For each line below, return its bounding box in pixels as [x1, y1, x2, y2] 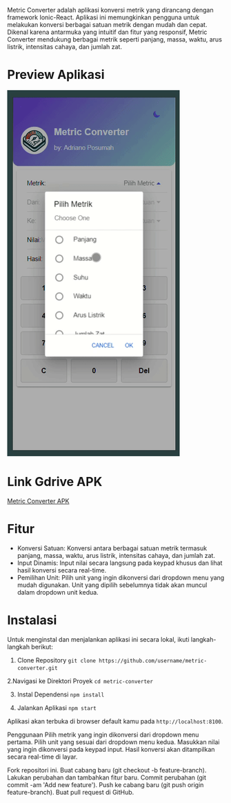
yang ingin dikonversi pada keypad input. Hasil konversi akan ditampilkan [7, 745, 215, 753]
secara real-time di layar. [7, 752, 78, 761]
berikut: [30, 642, 53, 651]
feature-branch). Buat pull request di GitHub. [7, 788, 134, 796]
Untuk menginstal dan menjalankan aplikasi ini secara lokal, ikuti [7, 635, 190, 643]
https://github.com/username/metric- [99, 657, 208, 664]
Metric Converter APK [7, 496, 70, 505]
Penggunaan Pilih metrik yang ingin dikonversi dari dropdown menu [7, 730, 199, 739]
